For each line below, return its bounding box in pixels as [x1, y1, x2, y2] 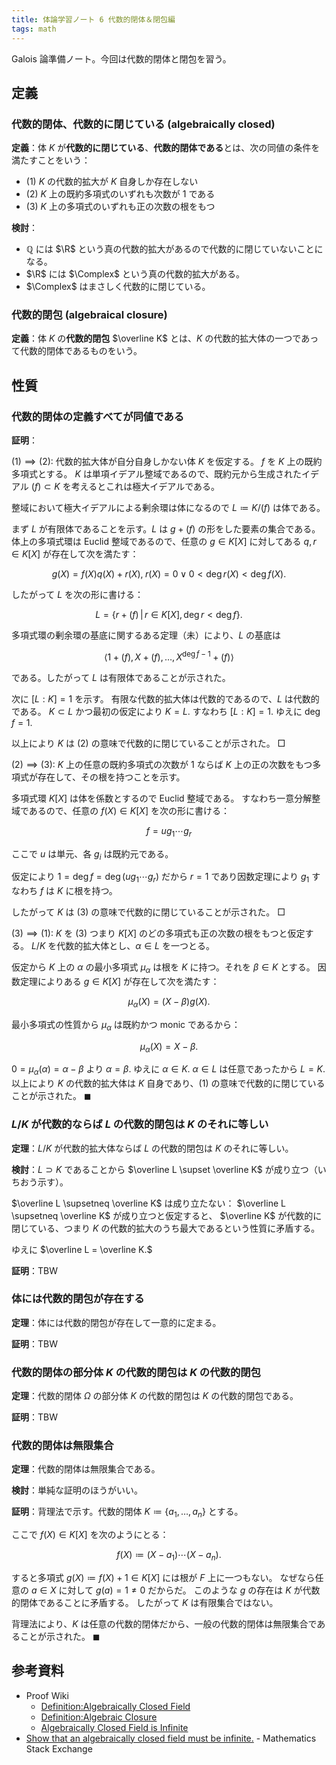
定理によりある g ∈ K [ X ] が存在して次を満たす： [19, 976, 220, 988]
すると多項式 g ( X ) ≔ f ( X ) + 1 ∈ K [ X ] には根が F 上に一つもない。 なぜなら [11, 1571, 316, 1583]
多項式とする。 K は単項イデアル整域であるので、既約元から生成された [11, 468, 303, 480]
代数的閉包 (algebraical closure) [11, 308, 168, 322]
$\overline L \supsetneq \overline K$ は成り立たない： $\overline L [11, 1197, 286, 1209]
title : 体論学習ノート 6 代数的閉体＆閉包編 [11, 14, 176, 25]
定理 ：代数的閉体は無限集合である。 [11, 1463, 161, 1475]
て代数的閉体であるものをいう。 [11, 345, 143, 357]
